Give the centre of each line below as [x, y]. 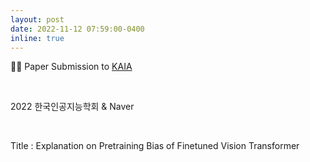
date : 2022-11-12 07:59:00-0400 [77, 29]
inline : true [37, 38]
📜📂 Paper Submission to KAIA [71, 67]
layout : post [37, 19]
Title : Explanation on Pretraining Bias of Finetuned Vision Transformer [155, 146]
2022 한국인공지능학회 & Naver [72, 107]
